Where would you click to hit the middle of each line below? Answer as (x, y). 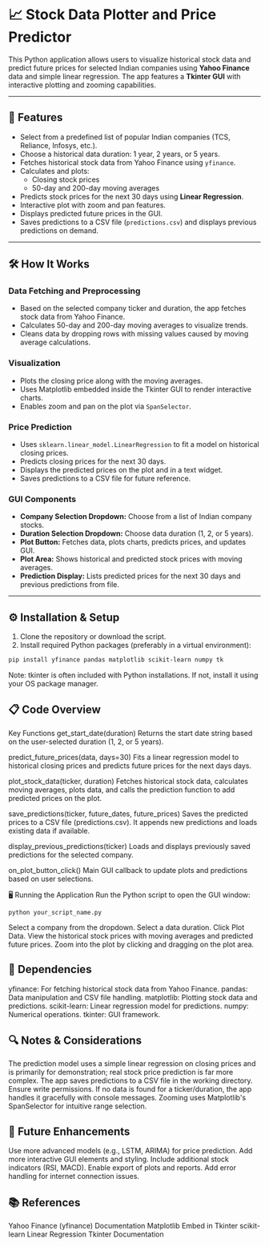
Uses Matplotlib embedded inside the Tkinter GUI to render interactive (136, 389)
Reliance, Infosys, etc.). (58, 145)
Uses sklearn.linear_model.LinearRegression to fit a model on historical (139, 444)
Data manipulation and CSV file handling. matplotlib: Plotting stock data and (133, 997)
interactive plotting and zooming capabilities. (82, 85)
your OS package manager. (53, 684)
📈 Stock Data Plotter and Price (112, 15)
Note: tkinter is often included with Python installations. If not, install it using (133, 675)
